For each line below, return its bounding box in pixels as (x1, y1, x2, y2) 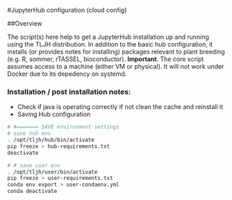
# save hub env (7, 130, 51, 137)
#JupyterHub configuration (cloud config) (7, 6, 127, 14)
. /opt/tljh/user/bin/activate (7, 168, 98, 176)
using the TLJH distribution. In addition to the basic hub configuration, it (7, 40, 213, 48)
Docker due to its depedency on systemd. (7, 69, 127, 78)
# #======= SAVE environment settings (7, 124, 119, 131)
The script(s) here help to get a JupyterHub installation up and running (7, 33, 210, 41)
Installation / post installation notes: (7, 87, 131, 97)
